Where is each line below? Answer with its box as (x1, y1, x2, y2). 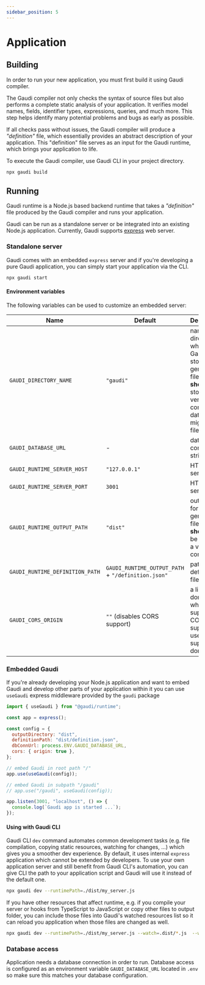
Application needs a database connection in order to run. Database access (6, 959, 194, 966)
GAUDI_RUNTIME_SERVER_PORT (9, 483, 88, 490)
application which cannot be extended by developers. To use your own (6, 856, 185, 864)
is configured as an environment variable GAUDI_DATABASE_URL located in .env (6, 965, 198, 973)
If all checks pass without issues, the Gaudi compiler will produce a (6, 126, 176, 133)
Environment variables (6, 288, 65, 295)
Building (6, 59, 38, 70)
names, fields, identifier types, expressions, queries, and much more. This (6, 107, 193, 115)
